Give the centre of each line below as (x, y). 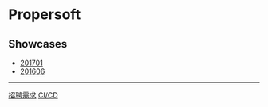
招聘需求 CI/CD (33, 95)
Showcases (38, 44)
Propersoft (45, 15)
